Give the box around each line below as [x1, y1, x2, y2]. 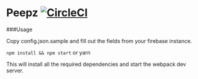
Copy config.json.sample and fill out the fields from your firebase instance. [6, 37, 192, 44]
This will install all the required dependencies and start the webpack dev [6, 60, 187, 68]
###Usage [6, 26, 33, 33]
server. [6, 66, 24, 74]
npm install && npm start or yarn [6, 48, 91, 56]
